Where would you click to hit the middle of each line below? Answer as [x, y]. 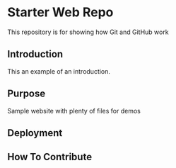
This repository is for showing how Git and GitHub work [88, 32]
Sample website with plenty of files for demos [74, 111]
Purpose [27, 94]
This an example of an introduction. [59, 71]
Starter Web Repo [60, 12]
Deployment [35, 133]
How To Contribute [50, 157]
